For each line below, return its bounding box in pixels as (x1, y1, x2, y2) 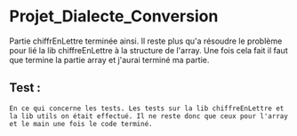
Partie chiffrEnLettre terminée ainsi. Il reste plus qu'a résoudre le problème (9, 36, 283, 46)
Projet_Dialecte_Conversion (9, 6, 219, 27)
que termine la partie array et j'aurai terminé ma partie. (9, 54, 210, 65)
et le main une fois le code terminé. (9, 119, 153, 128)
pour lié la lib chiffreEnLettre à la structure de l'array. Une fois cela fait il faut (9, 44, 288, 55)
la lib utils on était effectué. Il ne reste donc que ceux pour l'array (9, 111, 289, 121)
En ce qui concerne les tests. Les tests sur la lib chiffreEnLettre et (9, 104, 285, 113)
